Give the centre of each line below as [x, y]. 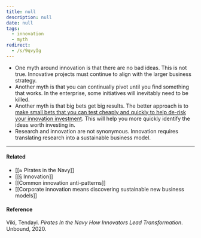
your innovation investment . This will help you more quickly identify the [102, 118]
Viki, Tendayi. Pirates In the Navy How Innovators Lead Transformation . [95, 222]
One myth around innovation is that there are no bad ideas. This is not [101, 68]
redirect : [19, 45]
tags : [13, 28]
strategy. [26, 80]
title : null [21, 12]
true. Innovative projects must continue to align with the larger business [103, 74]
